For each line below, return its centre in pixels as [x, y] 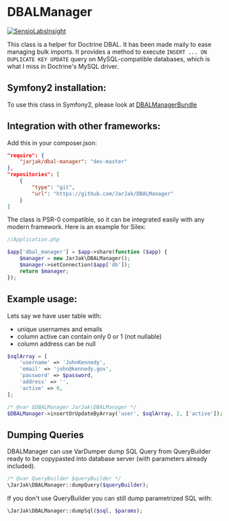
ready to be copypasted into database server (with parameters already [107, 459]
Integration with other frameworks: [84, 126]
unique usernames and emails [59, 329]
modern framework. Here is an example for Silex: [77, 227]
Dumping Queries [46, 435]
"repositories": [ [33, 175]
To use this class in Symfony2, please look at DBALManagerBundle [102, 105]
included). [21, 466]
